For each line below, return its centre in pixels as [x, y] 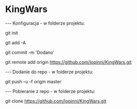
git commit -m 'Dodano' [30, 52]
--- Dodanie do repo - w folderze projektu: [49, 72]
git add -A [16, 42]
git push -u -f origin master [33, 81]
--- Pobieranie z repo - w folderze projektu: [50, 91]
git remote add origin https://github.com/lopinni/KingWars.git [68, 62]
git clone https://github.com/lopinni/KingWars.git [56, 101]
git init [12, 33]
